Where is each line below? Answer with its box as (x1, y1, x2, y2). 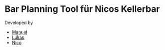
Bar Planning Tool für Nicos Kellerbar (4, 3, 160, 15)
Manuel (11, 29, 28, 35)
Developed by (4, 20, 33, 25)
